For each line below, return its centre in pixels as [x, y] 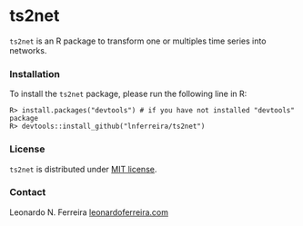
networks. [28, 50]
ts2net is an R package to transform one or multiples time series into [138, 41]
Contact [28, 192]
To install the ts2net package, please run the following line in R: [128, 94]
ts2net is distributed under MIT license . [83, 169]
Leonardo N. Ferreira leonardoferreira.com [89, 212]
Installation [35, 74]
